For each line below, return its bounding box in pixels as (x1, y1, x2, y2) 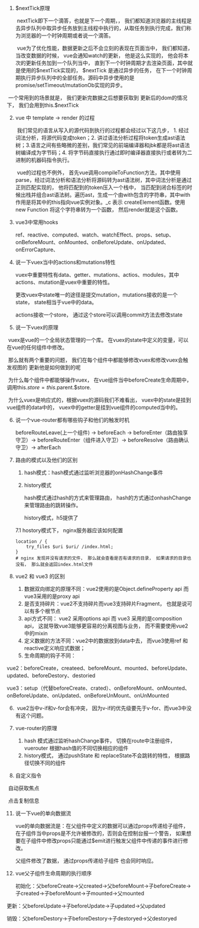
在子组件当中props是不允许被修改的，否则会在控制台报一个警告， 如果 (15, 830, 187, 837)
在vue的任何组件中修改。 (6, 344, 68, 351)
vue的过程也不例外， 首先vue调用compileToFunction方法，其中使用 (17, 169, 181, 176)
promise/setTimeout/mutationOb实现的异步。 (15, 82, 126, 88)
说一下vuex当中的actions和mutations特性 (15, 259, 116, 265)
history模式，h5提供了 (24, 514, 79, 521)
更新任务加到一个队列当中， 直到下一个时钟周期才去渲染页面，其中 (25, 59, 188, 66)
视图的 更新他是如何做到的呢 (11, 364, 81, 371)
